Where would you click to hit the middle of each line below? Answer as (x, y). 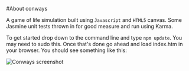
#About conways (27, 9)
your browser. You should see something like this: (66, 50)
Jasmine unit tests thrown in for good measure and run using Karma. (89, 26)
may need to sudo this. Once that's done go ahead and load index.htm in (94, 44)
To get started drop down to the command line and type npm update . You (94, 38)
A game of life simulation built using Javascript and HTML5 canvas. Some (94, 20)
